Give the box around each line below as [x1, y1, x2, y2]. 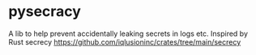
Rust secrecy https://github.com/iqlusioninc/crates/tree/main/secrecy [8, 37, 241, 46]
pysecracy [8, 2, 81, 21]
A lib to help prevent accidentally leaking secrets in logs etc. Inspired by [8, 29, 249, 38]
